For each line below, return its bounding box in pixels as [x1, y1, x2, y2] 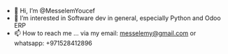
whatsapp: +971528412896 [13, 39, 93, 47]
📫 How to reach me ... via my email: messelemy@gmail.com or [13, 29, 197, 37]
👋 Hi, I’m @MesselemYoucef [13, 7, 96, 15]
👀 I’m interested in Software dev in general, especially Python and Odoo [13, 14, 222, 22]
